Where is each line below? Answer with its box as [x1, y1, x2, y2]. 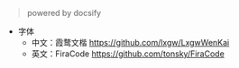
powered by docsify [26, 8, 102, 18]
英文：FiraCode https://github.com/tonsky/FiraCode [31, 48, 225, 59]
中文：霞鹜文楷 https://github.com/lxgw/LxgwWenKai [31, 38, 230, 47]
